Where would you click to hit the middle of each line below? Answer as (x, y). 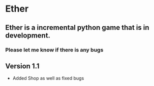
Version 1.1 (22, 66)
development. (28, 35)
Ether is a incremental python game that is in (77, 28)
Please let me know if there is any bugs (54, 50)
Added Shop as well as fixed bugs (48, 78)
